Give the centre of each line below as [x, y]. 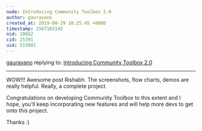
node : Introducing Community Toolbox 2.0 [59, 12]
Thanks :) [18, 122]
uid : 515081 [21, 46]
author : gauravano [29, 17]
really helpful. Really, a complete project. [57, 86]
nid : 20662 [20, 34]
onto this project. [27, 110]
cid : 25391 [20, 40]
